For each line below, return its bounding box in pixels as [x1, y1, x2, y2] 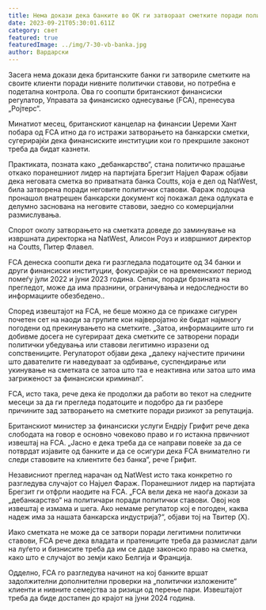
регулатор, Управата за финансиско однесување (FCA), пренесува [8, 96, 235, 104]
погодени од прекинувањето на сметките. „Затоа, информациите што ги [8, 324, 254, 332]
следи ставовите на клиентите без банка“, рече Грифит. [8, 455, 197, 464]
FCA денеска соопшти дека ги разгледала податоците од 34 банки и [8, 258, 241, 267]
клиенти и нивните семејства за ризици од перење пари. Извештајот [8, 585, 243, 594]
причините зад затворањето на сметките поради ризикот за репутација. [8, 406, 254, 415]
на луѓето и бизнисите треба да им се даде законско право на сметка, [8, 544, 248, 554]
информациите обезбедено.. [8, 291, 105, 301]
